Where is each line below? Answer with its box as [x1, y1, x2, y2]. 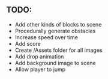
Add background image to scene [14, 59, 96, 66]
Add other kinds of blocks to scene [14, 21, 102, 28]
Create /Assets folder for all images [14, 46, 103, 54]
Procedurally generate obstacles [14, 27, 96, 34]
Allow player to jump [14, 66, 66, 73]
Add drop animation [14, 52, 64, 60]
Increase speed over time [14, 33, 78, 41]
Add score [14, 40, 41, 47]
